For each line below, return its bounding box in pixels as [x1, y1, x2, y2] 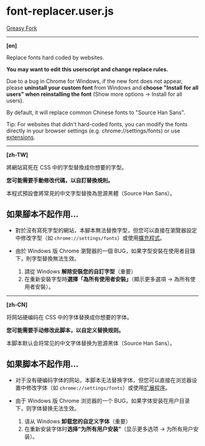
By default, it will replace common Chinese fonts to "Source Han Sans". [6, 109, 185, 116]
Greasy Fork [6, 24, 38, 32]
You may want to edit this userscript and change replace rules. [6, 65, 169, 73]
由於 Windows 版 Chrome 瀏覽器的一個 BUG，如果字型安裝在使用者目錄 [15, 247, 195, 254]
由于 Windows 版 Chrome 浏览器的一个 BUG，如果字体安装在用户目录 [15, 397, 190, 404]
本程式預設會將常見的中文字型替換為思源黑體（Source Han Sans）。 [6, 189, 176, 196]
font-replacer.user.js [6, 4, 114, 18]
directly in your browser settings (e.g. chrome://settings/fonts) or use [6, 127, 181, 134]
